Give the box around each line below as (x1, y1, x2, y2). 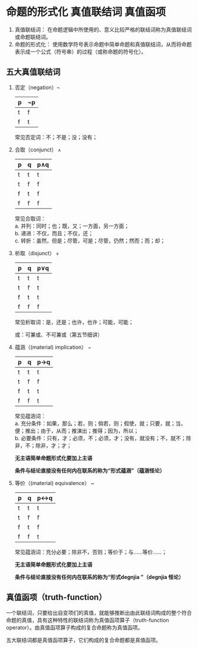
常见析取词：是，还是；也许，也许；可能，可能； (14, 318, 134, 325)
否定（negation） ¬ (14, 84, 60, 91)
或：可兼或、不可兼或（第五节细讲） (14, 331, 103, 338)
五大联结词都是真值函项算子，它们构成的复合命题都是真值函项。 (6, 636, 161, 643)
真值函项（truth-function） (6, 592, 107, 602)
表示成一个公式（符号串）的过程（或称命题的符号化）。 (14, 48, 147, 55)
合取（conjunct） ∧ (14, 146, 61, 153)
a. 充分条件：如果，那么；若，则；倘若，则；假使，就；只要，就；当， (14, 420, 186, 427)
